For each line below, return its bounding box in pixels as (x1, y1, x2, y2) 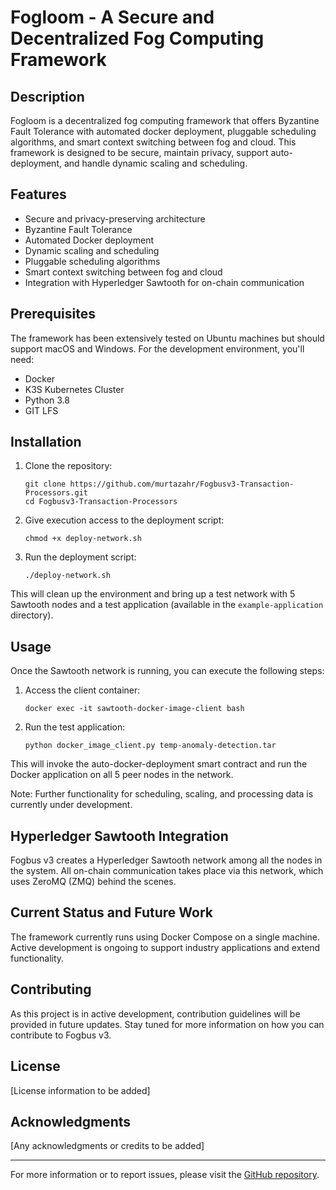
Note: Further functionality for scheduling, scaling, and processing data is (10, 788, 314, 800)
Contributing (10, 981, 92, 998)
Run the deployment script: (24, 551, 137, 563)
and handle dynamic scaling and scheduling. (63, 157, 248, 169)
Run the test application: (24, 721, 126, 733)
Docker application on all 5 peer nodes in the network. (10, 769, 234, 781)
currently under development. (10, 799, 133, 811)
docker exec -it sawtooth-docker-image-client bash (24, 704, 245, 714)
